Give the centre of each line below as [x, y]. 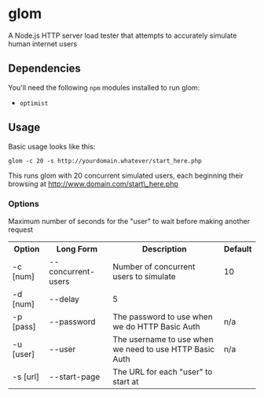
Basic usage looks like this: [52, 146]
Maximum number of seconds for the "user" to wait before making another [129, 221]
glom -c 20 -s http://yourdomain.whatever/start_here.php [105, 161]
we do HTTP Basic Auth [156, 326]
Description [164, 248]
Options [24, 204]
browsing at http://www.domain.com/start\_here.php [93, 184]
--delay [64, 299]
